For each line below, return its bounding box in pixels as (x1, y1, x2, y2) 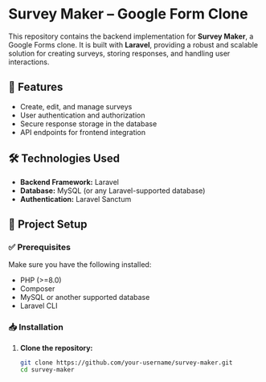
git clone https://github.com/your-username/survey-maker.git (19, 359, 233, 367)
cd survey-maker (19, 366, 75, 374)
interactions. (8, 57, 50, 67)
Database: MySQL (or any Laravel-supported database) (19, 186, 206, 195)
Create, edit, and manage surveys (19, 101, 133, 111)
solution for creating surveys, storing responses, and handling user (8, 48, 231, 58)
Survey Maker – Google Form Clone (8, 5, 248, 23)
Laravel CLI (19, 301, 58, 310)
